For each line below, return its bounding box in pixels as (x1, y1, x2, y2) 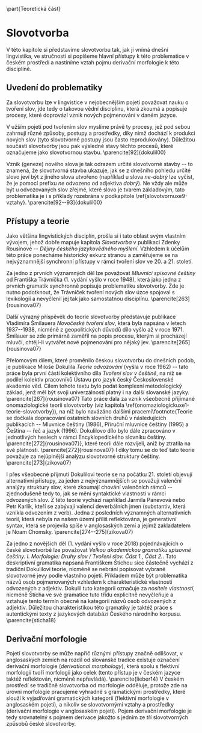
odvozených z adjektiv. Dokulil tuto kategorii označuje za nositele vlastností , (6, 584, 195, 592)
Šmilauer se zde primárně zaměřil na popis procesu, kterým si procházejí (6, 332, 188, 339)
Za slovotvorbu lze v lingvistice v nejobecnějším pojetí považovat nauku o (6, 99, 189, 106)
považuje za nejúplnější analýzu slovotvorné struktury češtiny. (6, 453, 161, 460)
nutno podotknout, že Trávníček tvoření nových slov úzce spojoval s (6, 288, 176, 295)
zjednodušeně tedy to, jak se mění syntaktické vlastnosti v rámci (6, 490, 167, 497)
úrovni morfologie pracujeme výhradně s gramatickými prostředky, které (6, 688, 186, 696)
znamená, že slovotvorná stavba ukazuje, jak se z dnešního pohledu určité (6, 167, 191, 174)
